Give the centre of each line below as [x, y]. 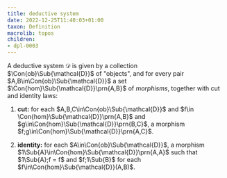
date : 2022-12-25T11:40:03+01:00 [56, 20]
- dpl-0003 [23, 46]
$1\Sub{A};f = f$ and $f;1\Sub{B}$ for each [79, 160]
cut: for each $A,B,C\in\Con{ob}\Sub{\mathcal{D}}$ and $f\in [106, 109]
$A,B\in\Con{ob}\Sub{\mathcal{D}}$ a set [67, 81]
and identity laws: [32, 96]
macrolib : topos [31, 33]
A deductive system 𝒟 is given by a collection [72, 66]
